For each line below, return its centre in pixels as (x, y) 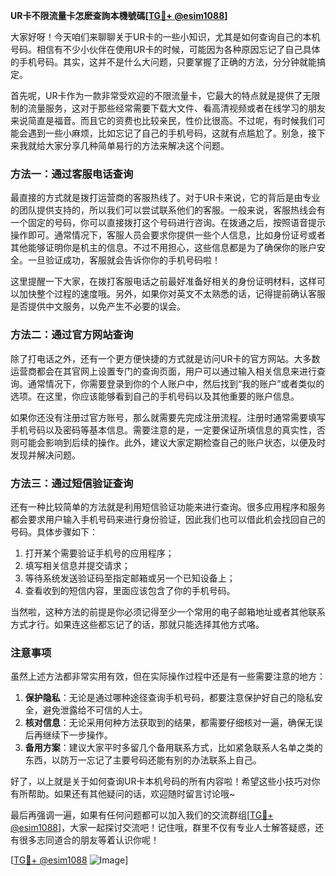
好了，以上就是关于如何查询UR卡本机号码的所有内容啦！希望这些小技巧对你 (165, 781)
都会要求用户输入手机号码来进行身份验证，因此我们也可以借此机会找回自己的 (168, 519)
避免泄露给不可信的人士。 (95, 710)
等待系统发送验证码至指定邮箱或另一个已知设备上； (130, 578)
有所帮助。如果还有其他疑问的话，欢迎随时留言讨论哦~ (123, 794)
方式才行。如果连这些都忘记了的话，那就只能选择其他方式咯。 (137, 624)
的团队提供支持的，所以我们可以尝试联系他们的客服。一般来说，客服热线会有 (168, 210)
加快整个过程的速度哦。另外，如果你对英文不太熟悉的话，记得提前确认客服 (172, 294)
